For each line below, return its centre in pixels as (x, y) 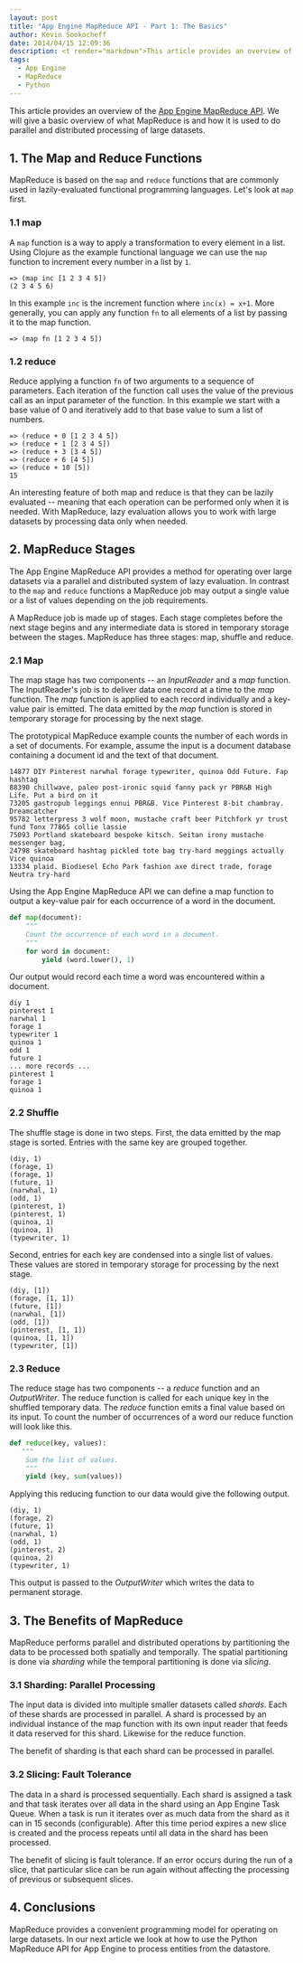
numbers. (27, 420)
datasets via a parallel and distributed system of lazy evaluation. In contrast (150, 580)
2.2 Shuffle (34, 1113)
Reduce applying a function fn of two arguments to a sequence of (132, 382)
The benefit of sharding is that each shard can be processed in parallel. (142, 1751)
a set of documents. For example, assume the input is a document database (150, 746)
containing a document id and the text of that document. (114, 755)
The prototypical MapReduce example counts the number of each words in (149, 736)
